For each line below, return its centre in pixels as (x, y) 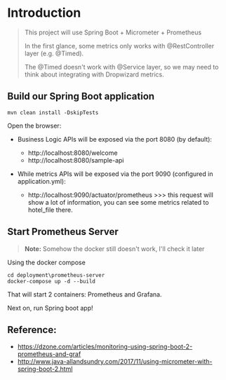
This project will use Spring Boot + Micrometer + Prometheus (113, 32)
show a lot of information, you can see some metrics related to (118, 202)
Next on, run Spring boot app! (50, 308)
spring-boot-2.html (45, 369)
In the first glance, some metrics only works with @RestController (119, 46)
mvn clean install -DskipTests (53, 113)
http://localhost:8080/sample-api (76, 160)
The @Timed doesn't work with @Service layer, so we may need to (121, 67)
